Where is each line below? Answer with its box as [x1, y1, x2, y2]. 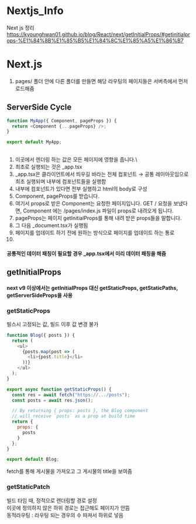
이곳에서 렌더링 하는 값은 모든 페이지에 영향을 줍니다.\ [15, 156, 137, 163]
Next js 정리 [6, 24, 35, 31]
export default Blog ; [6, 457, 60, 463]
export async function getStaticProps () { [6, 386, 112, 392]
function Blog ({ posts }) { [6, 332, 75, 338]
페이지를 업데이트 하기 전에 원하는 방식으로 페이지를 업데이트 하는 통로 [15, 230, 175, 237]
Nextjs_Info [6, 4, 64, 18]
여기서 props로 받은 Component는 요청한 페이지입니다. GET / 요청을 [15, 200, 173, 207]
